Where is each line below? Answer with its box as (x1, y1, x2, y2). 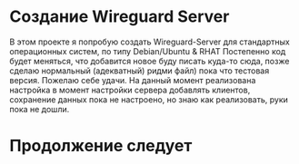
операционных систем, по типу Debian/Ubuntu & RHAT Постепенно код (9, 45, 286, 56)
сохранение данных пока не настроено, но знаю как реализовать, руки (9, 93, 289, 105)
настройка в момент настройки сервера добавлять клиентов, (9, 84, 251, 95)
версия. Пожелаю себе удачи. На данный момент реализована (9, 74, 256, 85)
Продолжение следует (9, 136, 193, 156)
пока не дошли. (9, 103, 70, 114)
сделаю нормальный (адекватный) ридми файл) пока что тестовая (9, 65, 270, 76)
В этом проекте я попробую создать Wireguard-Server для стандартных (9, 36, 291, 47)
